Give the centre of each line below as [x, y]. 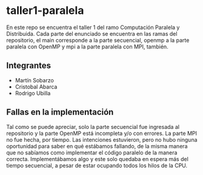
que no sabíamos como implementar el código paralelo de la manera [92, 153]
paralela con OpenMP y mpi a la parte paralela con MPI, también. [87, 47]
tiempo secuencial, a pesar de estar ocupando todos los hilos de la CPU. [97, 165]
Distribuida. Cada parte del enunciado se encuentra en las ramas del [92, 33]
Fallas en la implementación [60, 112]
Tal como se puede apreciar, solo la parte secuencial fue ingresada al [93, 127]
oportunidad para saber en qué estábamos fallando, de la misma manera [97, 146]
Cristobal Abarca [36, 87]
